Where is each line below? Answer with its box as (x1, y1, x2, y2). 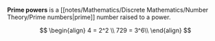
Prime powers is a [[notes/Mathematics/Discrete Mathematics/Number (7, 6, 209, 14)
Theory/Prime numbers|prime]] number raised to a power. (7, 13, 171, 21)
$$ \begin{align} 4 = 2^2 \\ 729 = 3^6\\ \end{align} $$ (39, 27, 192, 34)
